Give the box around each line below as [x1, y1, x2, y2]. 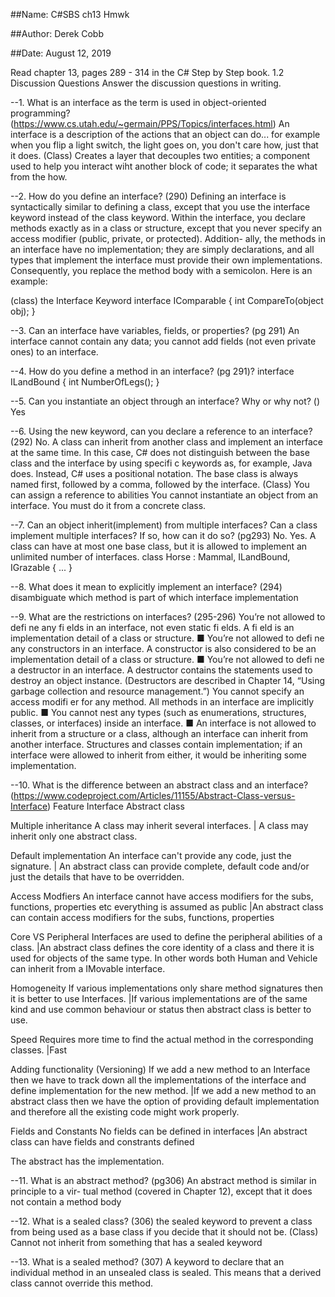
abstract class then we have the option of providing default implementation [10, 1095, 320, 1107]
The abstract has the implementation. [10, 1155, 165, 1167]
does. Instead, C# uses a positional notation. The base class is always [10, 468, 299, 479]
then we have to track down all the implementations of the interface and [10, 1074, 307, 1086]
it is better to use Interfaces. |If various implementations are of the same [10, 993, 308, 1004]
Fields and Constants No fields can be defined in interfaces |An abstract [10, 1125, 308, 1137]
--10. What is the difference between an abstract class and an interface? [10, 779, 309, 791]
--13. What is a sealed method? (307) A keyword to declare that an [10, 1256, 285, 1268]
